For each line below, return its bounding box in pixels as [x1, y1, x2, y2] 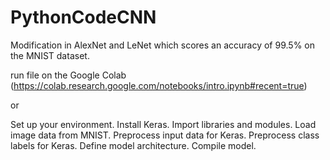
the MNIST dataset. [10, 49, 90, 61]
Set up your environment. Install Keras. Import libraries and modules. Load [10, 118, 317, 130]
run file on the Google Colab [10, 69, 127, 81]
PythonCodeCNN [10, 6, 157, 29]
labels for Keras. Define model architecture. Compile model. [10, 139, 257, 151]
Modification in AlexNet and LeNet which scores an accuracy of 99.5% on [10, 39, 315, 51]
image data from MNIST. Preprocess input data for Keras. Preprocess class [10, 129, 320, 141]
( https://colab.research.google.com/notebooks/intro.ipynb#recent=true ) [10, 79, 308, 91]
